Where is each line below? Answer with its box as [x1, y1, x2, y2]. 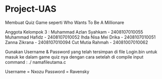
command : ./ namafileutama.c [5, 59, 66, 65]
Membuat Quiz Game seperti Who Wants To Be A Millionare [5, 20, 125, 25]
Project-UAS [5, 3, 57, 15]
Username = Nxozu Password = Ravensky [5, 68, 90, 74]
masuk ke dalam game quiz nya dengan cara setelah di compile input [5, 54, 144, 59]
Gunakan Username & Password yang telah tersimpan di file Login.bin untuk [5, 49, 158, 55]
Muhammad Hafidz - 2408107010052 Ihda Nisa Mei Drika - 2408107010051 [5, 34, 156, 40]
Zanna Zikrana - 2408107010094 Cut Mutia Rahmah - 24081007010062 [5, 39, 148, 45]
